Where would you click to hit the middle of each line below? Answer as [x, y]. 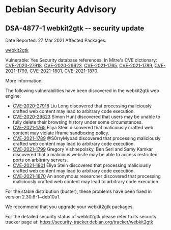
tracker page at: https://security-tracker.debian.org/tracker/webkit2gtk [79, 222]
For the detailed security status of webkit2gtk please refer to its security [81, 217]
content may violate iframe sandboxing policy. [61, 133]
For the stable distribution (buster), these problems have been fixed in [78, 191]
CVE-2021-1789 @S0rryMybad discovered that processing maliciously [87, 138]
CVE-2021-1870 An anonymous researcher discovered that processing [87, 176]
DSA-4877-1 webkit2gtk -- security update [75, 28]
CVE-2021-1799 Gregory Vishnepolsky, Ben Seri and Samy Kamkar [83, 149]
